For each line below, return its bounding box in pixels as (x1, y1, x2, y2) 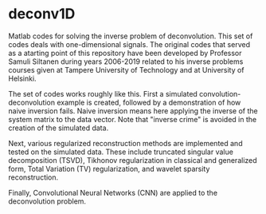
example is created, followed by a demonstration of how (57, 97, 241, 107)
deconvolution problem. (8, 196, 86, 206)
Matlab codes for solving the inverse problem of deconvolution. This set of (8, 31, 253, 41)
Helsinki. (8, 73, 37, 83)
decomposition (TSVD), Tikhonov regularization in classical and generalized (8, 155, 257, 164)
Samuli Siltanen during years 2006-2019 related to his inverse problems (8, 57, 244, 66)
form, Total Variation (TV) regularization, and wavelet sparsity (8, 164, 210, 173)
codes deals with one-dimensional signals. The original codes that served (8, 39, 251, 49)
